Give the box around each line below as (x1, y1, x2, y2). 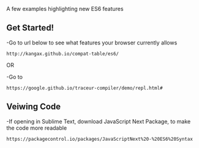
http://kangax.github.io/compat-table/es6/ (6, 51, 119, 57)
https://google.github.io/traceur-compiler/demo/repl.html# (6, 85, 163, 91)
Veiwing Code (6, 102, 61, 112)
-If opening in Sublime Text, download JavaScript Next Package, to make (6, 118, 191, 125)
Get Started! (6, 23, 54, 33)
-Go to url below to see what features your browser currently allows (6, 39, 178, 46)
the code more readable (6, 124, 67, 132)
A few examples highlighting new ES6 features (6, 5, 124, 12)
